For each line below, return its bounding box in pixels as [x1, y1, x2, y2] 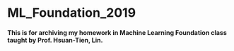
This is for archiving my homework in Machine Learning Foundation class [7, 28, 228, 36]
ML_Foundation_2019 [7, 5, 136, 21]
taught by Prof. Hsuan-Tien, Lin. [7, 36, 103, 44]
